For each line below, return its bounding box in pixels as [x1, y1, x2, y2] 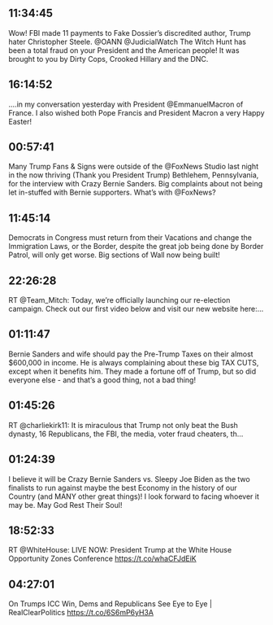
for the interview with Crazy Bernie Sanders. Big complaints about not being [8, 179, 263, 189]
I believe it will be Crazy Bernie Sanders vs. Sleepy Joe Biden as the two [8, 474, 250, 483]
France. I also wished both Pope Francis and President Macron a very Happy [8, 107, 266, 117]
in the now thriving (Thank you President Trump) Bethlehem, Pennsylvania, [8, 170, 259, 180]
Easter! [8, 116, 32, 126]
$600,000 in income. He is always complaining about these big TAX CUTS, [8, 357, 259, 367]
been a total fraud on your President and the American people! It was [8, 45, 240, 55]
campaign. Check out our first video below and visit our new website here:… [8, 304, 264, 314]
